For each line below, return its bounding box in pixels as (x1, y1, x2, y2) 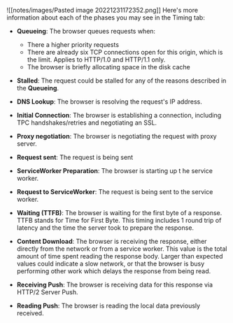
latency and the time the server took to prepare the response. (16, 224, 194, 232)
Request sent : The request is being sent (16, 153, 134, 161)
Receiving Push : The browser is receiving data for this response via (16, 280, 213, 289)
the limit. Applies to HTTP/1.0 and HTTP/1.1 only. (27, 55, 166, 64)
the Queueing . (16, 84, 59, 92)
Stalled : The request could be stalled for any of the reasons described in (16, 76, 227, 85)
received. (16, 309, 44, 317)
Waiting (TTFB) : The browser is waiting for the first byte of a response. (16, 209, 223, 217)
